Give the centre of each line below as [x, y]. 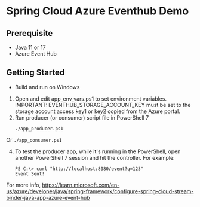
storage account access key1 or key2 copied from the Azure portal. [97, 111]
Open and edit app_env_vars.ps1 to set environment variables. [91, 98]
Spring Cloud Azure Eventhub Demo [98, 11]
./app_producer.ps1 [39, 129]
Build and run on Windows [47, 87]
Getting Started [36, 73]
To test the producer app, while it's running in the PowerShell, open [98, 151]
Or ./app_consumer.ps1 [34, 139]
